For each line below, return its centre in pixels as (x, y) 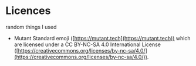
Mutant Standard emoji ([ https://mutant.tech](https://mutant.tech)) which (102, 38)
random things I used (31, 27)
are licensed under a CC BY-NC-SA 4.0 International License (87, 44)
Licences (28, 11)
